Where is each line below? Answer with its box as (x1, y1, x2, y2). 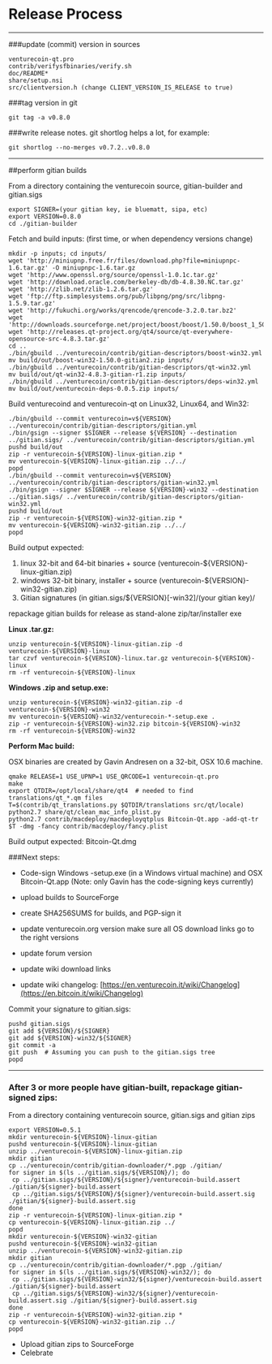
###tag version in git (8, 97, 79, 107)
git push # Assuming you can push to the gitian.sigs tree (8, 1048, 216, 1056)
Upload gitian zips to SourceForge (19, 1340, 134, 1349)
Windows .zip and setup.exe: (8, 682, 109, 692)
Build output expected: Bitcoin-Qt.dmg (8, 836, 137, 846)
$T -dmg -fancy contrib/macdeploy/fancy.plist (8, 822, 168, 830)
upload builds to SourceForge (19, 892, 119, 902)
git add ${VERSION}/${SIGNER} (8, 1027, 111, 1035)
